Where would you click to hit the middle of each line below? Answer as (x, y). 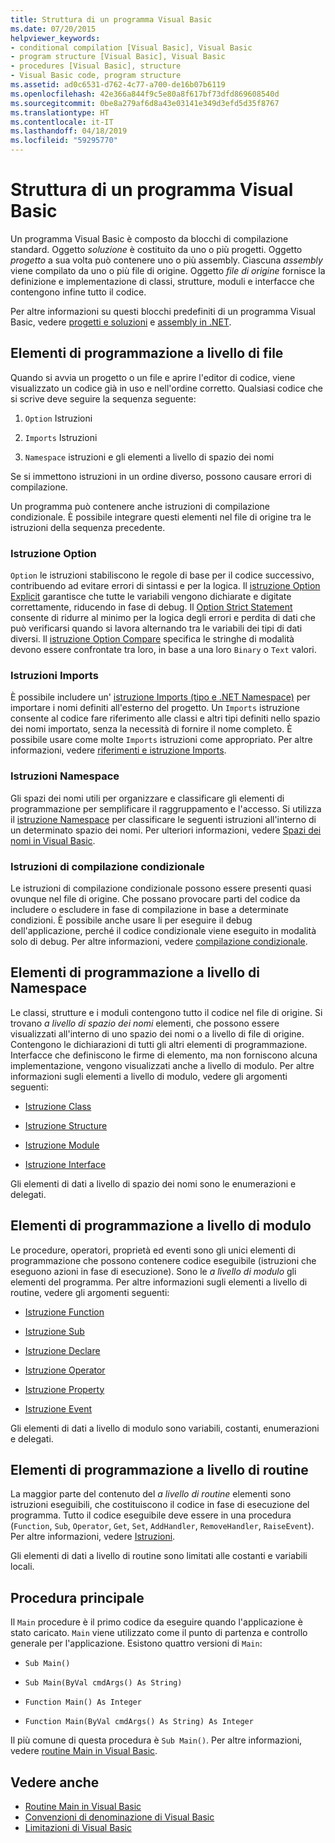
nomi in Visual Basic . (53, 840)
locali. (22, 1567)
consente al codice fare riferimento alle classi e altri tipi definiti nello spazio (165, 718)
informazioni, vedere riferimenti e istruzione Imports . (118, 750)
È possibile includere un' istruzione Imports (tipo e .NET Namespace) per (160, 697)
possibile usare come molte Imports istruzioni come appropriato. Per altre (161, 740)
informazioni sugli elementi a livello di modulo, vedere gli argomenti (149, 1076)
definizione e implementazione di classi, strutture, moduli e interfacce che (162, 281)
